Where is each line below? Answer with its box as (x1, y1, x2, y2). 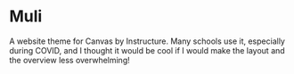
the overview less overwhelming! (9, 54, 131, 65)
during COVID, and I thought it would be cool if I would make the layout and (9, 45, 285, 55)
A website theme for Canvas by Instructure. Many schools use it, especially (9, 36, 285, 46)
